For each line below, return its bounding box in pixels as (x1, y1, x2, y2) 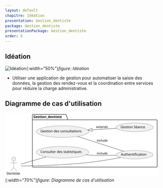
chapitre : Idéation (5, 13, 45, 18)
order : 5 (5, 34, 23, 39)
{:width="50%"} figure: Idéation (26, 65, 89, 71)
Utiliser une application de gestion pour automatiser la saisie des (12, 75, 143, 81)
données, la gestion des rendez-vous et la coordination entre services (12, 80, 154, 86)
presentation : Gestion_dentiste (5, 18, 71, 23)
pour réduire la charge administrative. (12, 85, 88, 91)
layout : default (5, 8, 38, 13)
